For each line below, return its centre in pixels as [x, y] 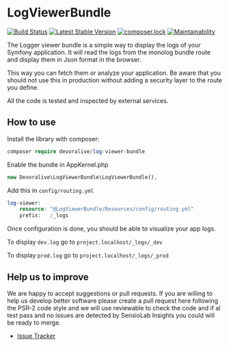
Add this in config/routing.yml [51, 190]
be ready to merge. [34, 322]
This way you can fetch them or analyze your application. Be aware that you [114, 73]
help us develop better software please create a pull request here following [113, 301]
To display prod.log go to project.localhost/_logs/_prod [88, 255]
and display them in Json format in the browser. [74, 59]
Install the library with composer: [53, 139]
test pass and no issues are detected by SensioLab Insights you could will [111, 315]
